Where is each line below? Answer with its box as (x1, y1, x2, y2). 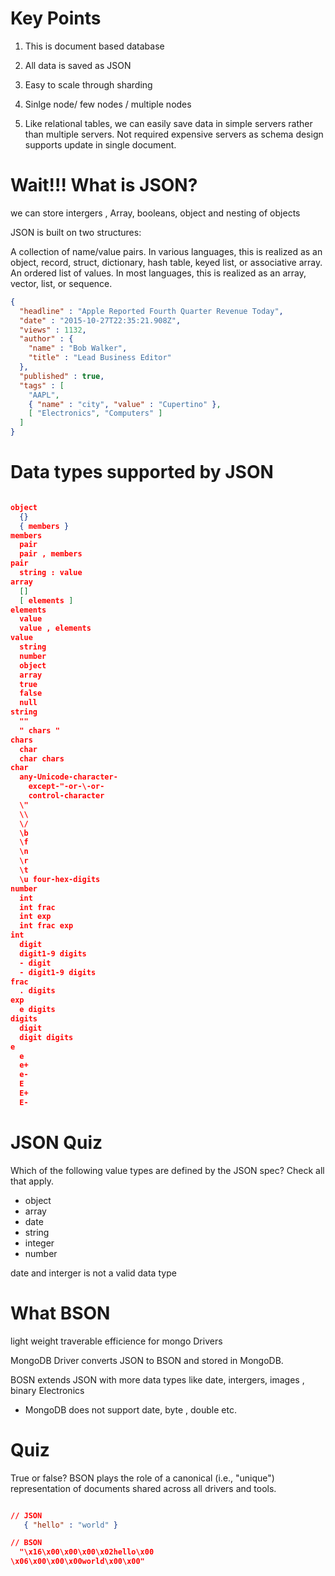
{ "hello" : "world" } (23, 1520, 118, 1530)
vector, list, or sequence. (10, 277, 113, 289)
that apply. (10, 1175, 54, 1187)
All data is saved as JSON (24, 59, 132, 71)
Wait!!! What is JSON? (10, 174, 198, 197)
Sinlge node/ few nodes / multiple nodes (24, 98, 192, 110)
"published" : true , (19, 371, 105, 381)
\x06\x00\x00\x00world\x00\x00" (10, 1557, 145, 1567)
